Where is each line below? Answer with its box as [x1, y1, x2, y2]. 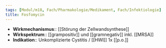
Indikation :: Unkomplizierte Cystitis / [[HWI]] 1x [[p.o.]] [12, 36, 129, 43]
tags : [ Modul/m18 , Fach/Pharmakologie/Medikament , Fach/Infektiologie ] [5, 7, 161, 13]
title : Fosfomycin [5, 12, 45, 17]
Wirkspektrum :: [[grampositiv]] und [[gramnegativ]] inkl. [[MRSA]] [12, 31, 154, 37]
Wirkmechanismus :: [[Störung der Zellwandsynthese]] [12, 26, 130, 32]
